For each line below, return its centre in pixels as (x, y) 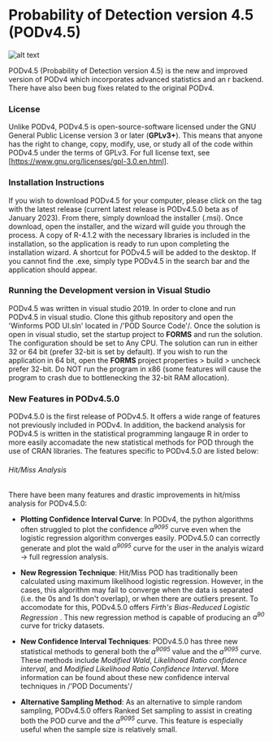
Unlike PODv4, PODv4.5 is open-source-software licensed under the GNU (132, 127)
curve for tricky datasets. (62, 626)
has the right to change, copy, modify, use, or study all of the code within (131, 144)
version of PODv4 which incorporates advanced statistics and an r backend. (136, 79)
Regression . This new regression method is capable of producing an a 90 (142, 617)
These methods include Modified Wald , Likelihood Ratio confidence (134, 660)
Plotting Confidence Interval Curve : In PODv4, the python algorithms (137, 520)
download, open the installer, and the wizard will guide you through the (127, 226)
